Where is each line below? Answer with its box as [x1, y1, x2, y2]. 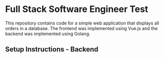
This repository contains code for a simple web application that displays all [5, 20, 159, 26]
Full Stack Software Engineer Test [5, 3, 148, 15]
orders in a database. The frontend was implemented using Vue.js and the [5, 25, 158, 31]
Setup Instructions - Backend [5, 45, 98, 53]
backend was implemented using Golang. [5, 30, 90, 36]
